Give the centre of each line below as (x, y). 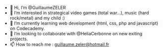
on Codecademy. (27, 28)
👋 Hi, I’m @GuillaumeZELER (38, 8)
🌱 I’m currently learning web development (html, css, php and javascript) (84, 23)
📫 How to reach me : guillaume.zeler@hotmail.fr (59, 44)
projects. (19, 39)
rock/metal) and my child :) (37, 18)
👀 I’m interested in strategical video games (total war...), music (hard (80, 13)
